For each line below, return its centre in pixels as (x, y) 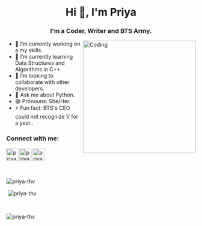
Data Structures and (40, 63)
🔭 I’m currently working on (47, 44)
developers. (30, 89)
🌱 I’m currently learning (44, 57)
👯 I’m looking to (34, 76)
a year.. (24, 123)
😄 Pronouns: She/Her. (43, 101)
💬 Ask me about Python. (45, 95)
